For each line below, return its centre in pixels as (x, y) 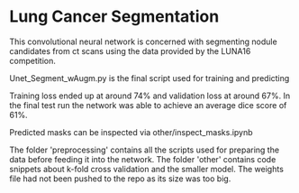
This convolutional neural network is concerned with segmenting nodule (143, 41)
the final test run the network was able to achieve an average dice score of (148, 105)
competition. (33, 60)
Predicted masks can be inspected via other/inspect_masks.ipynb (131, 132)
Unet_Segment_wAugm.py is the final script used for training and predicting (149, 78)
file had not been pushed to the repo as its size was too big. (120, 179)
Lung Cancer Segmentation (114, 17)
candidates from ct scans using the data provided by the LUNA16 (130, 51)
